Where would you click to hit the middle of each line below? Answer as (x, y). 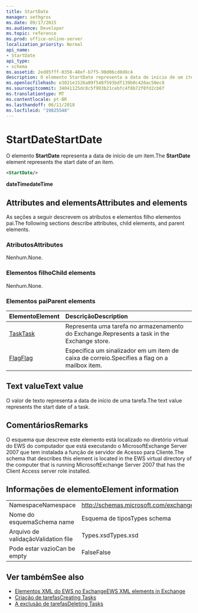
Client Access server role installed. (48, 471)
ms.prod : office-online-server (44, 39)
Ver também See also (45, 577)
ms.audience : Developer (35, 28)
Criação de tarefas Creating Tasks (55, 598)
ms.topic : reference (32, 34)
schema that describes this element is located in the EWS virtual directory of (99, 458)
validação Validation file (41, 539)
